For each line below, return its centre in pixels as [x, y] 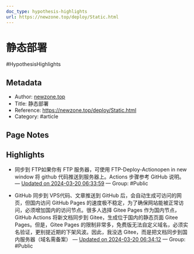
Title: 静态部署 [32, 104]
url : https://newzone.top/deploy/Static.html [62, 17]
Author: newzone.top [40, 97]
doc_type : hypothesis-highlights [47, 11]
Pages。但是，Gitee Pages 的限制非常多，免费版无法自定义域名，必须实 [101, 225]
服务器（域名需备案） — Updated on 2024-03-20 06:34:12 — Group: [103, 239]
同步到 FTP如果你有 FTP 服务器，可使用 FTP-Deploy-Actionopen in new [101, 170]
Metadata [24, 83]
